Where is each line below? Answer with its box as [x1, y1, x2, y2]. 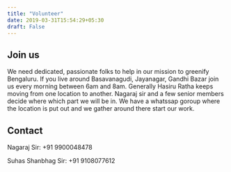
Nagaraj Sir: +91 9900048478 [7, 143, 93, 151]
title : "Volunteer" [7, 10, 64, 17]
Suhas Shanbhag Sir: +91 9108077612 [7, 157, 115, 164]
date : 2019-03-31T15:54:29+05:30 [7, 17, 104, 24]
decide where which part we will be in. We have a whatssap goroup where [7, 97, 221, 105]
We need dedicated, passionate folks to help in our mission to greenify [7, 68, 209, 76]
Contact [7, 125, 43, 136]
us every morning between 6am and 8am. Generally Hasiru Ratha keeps [7, 82, 214, 91]
